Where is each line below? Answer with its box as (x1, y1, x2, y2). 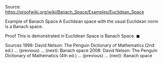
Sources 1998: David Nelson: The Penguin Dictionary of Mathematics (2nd (5, 43, 155, 48)
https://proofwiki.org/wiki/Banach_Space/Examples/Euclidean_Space (5, 9, 144, 15)
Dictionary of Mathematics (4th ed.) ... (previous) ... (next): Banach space (5, 53, 152, 59)
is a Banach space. (5, 24, 43, 30)
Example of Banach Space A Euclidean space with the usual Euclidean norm (5, 18, 159, 24)
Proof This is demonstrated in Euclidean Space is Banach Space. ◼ (5, 33, 140, 39)
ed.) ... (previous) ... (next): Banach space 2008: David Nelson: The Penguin (5, 47, 158, 53)
